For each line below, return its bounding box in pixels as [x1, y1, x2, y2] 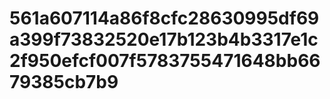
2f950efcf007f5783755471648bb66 [9, 50, 321, 72]
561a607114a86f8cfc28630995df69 [9, 7, 320, 30]
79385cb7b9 [9, 71, 119, 94]
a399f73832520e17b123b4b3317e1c [9, 28, 319, 51]
